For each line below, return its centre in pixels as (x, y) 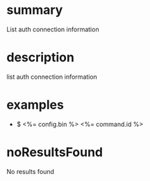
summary (35, 10)
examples (35, 105)
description (40, 57)
